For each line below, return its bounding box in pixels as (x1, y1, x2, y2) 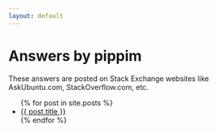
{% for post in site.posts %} (20, 98, 114, 108)
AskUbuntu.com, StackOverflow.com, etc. (8, 82, 149, 92)
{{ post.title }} (20, 106, 67, 116)
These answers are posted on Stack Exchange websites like (8, 74, 210, 83)
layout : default (8, 11, 63, 20)
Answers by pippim (8, 46, 142, 65)
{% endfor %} (20, 115, 67, 125)
